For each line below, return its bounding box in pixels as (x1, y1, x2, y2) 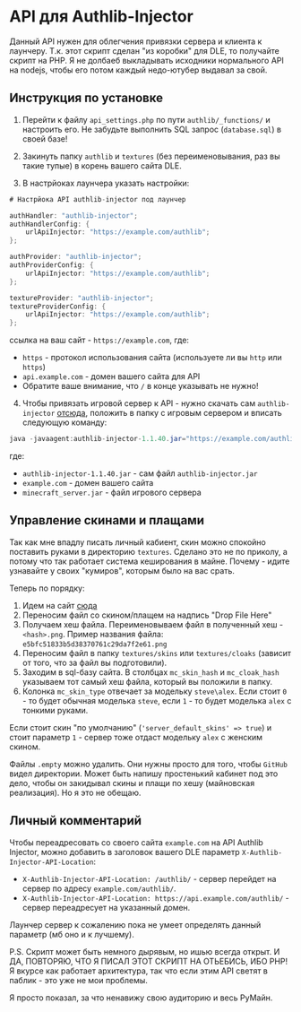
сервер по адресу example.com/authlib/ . (21, 883, 176, 894)
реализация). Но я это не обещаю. (9, 787, 142, 798)
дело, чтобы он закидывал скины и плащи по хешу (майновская (9, 777, 255, 788)
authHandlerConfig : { (9, 220, 90, 229)
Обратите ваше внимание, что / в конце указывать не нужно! (21, 381, 259, 392)
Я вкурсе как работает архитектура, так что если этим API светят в (9, 965, 269, 976)
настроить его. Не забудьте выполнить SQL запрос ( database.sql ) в (21, 124, 282, 134)
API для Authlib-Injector (9, 6, 194, 27)
